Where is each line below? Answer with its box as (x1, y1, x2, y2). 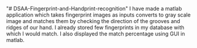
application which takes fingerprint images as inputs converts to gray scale (6, 11, 191, 18)
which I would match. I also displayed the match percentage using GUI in (6, 30, 185, 37)
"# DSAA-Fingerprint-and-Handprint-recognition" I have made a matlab (6, 5, 182, 12)
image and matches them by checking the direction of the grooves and (6, 18, 180, 24)
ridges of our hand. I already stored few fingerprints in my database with (6, 24, 185, 31)
